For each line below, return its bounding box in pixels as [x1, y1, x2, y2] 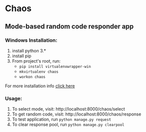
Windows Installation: [5, 37, 58, 44]
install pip [12, 53, 31, 59]
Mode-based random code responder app [5, 22, 134, 31]
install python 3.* [12, 48, 46, 53]
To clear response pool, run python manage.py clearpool [12, 122, 125, 128]
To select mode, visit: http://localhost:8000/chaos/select [12, 106, 125, 112]
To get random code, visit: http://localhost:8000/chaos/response [12, 111, 142, 117]
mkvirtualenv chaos [19, 69, 59, 74]
